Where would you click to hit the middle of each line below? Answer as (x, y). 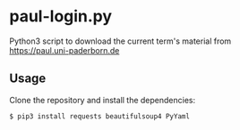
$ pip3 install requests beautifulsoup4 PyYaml (100, 116)
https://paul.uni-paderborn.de (64, 50)
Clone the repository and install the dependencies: (103, 100)
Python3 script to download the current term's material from (120, 41)
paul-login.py (61, 16)
